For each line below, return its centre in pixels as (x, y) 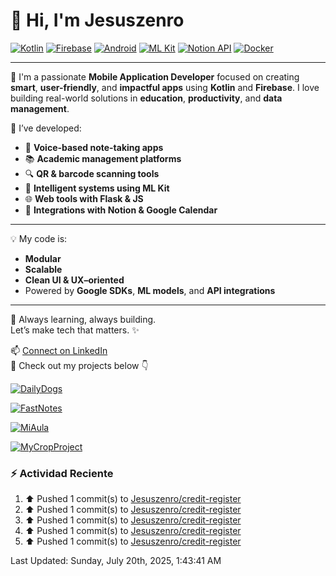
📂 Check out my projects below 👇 (79, 365)
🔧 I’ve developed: (46, 128)
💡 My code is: (39, 238)
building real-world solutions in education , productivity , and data (146, 98)
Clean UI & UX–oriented (74, 280)
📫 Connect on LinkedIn (59, 350)
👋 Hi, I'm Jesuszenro (97, 20)
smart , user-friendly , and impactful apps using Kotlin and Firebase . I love (165, 87)
